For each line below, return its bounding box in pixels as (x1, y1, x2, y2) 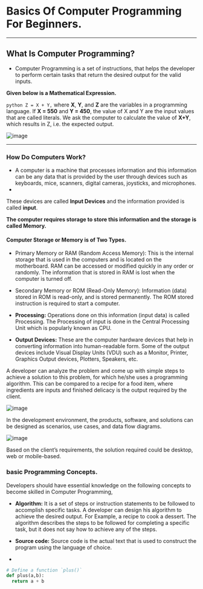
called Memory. (6, 222, 47, 229)
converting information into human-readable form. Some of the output (14, 343, 190, 350)
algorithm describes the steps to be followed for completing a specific (14, 519, 190, 526)
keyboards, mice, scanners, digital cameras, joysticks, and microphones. (14, 180, 196, 187)
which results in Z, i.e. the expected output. (6, 120, 114, 128)
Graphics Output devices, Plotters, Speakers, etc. (14, 355, 138, 363)
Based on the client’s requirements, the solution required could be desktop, (6, 446, 193, 453)
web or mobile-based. (6, 453, 62, 460)
